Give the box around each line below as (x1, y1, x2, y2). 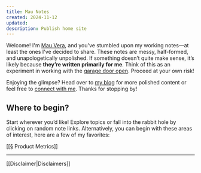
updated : (6, 20, 28, 26)
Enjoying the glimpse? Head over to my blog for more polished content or (6, 79, 187, 86)
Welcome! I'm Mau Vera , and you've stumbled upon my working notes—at (6, 42, 189, 49)
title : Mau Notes (6, 8, 50, 15)
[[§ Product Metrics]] (6, 143, 58, 150)
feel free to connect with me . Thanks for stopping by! (6, 85, 138, 93)
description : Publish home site (6, 25, 87, 32)
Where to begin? (6, 102, 69, 113)
